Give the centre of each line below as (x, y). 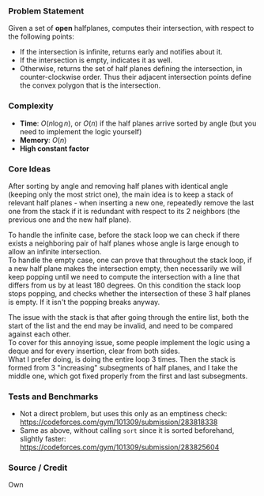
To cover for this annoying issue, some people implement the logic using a (129, 342)
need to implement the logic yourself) (81, 131)
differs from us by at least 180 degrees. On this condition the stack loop (124, 285)
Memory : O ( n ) (43, 140)
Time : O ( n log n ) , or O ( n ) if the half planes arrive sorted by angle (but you (138, 123)
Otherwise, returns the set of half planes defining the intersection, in (131, 69)
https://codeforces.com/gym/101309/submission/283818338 (119, 422)
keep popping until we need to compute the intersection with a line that (124, 276)
